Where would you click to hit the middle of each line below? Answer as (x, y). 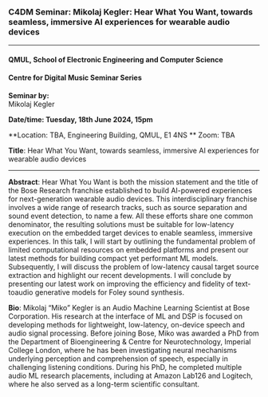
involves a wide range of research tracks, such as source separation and (128, 208)
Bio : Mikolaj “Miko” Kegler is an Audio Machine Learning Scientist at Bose (129, 308)
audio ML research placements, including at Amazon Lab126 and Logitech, (131, 376)
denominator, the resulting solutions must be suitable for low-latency (121, 224)
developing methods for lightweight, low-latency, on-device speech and (126, 325)
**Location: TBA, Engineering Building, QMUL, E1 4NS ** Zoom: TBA (122, 135)
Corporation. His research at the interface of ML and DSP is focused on (126, 316)
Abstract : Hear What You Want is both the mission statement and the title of (134, 182)
